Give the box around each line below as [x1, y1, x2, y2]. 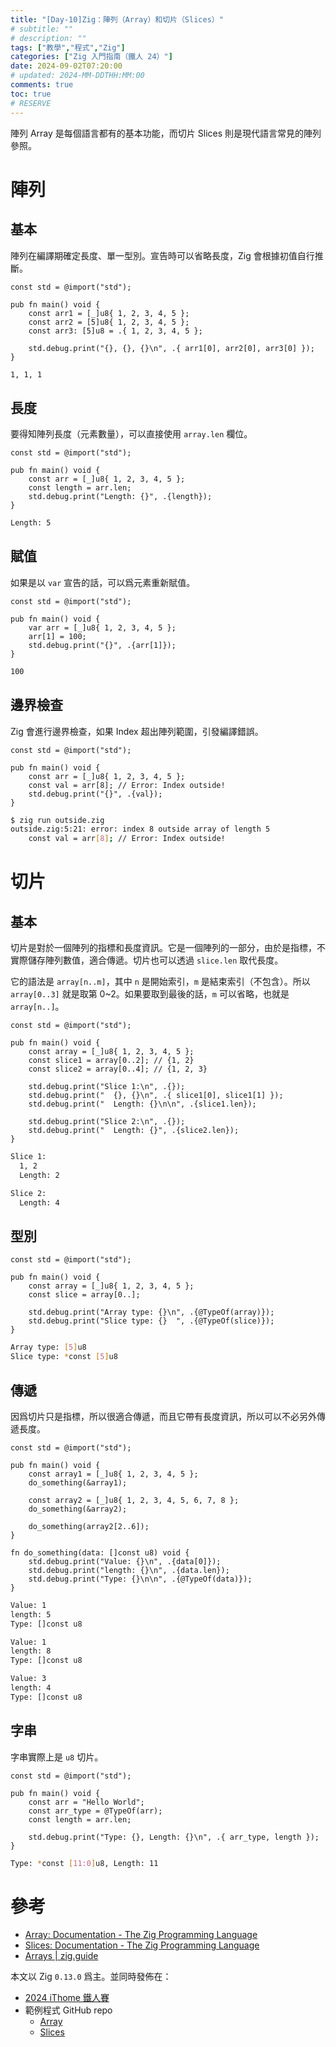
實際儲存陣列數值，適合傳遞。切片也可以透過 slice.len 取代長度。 [10, 954, 284, 966]
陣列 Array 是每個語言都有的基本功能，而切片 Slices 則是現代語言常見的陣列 [10, 127, 322, 139]
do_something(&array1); [28, 1477, 128, 1488]
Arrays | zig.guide [24, 1950, 99, 1962]
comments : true [10, 80, 74, 90]
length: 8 [10, 1646, 52, 1656]
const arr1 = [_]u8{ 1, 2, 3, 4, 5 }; [28, 308, 190, 318]
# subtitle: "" [10, 24, 74, 34]
